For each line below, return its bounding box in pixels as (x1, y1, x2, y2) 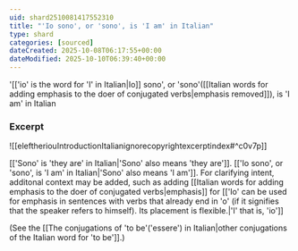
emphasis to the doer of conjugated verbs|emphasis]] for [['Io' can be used (9, 187, 288, 197)
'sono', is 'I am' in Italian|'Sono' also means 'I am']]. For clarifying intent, (9, 167, 275, 179)
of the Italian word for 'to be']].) (9, 232, 125, 243)
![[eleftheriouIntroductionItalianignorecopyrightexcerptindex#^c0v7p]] (9, 140, 268, 152)
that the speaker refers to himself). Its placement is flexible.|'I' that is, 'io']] (9, 205, 284, 216)
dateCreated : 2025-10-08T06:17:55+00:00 (9, 46, 163, 55)
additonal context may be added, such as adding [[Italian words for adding (9, 177, 285, 188)
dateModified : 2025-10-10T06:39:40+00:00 (9, 54, 166, 63)
